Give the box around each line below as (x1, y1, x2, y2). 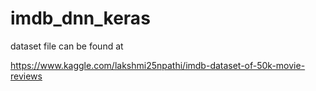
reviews (10, 70, 43, 82)
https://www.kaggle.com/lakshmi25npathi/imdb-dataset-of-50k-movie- (10, 59, 306, 71)
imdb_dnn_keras (10, 7, 151, 30)
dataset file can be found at (10, 40, 124, 52)
